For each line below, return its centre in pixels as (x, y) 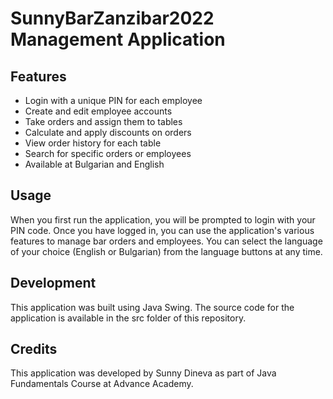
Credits (34, 349)
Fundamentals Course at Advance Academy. (102, 384)
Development (53, 283)
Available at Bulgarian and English (94, 164)
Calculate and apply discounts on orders (108, 132)
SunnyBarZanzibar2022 (112, 18)
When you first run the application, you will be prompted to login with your (163, 219)
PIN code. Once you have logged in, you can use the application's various (162, 230)
